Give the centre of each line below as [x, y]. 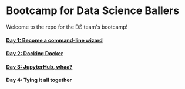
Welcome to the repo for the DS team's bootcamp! [67, 27]
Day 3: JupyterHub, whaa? [39, 67]
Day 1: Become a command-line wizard [54, 40]
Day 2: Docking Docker [35, 54]
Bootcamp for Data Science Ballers [93, 11]
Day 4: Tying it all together [39, 80]
